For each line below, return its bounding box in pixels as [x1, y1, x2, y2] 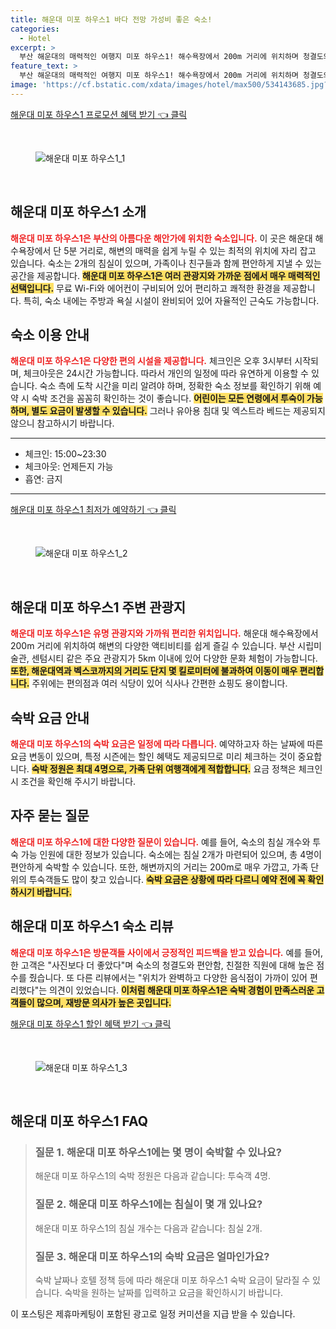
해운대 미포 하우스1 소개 [10, 204, 147, 221]
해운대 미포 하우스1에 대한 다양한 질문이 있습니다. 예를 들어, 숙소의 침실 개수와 [10, 836, 311, 848]
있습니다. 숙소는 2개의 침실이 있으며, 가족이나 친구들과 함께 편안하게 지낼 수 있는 [10, 257, 322, 269]
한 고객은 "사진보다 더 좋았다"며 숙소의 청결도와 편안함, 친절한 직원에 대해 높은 [10, 959, 315, 971]
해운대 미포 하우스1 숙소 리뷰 [10, 918, 174, 935]
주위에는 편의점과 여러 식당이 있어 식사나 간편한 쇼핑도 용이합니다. [31, 677, 288, 690]
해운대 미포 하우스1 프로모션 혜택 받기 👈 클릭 [10, 108, 188, 120]
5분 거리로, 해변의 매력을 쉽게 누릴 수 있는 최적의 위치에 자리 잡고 [63, 244, 317, 256]
